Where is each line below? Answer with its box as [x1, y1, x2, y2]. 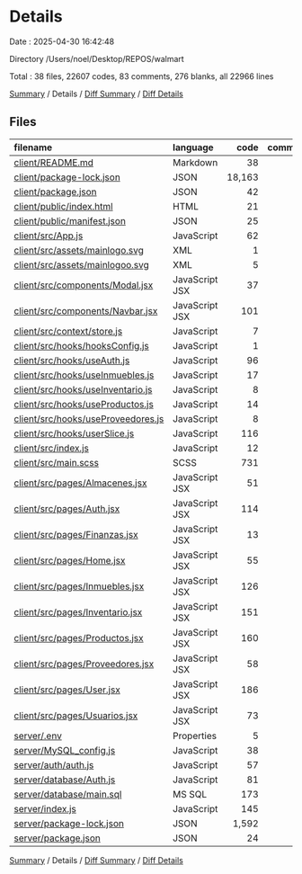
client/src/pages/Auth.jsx [13, 502, 120, 514]
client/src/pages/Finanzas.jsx [13, 528, 138, 540]
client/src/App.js [13, 229, 84, 242]
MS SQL [172, 788, 208, 800]
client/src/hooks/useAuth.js [13, 353, 130, 366]
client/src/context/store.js [13, 325, 123, 337]
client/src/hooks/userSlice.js [13, 427, 135, 440]
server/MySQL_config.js [13, 744, 116, 756]
